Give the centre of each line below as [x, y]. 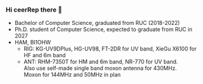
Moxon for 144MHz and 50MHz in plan [72, 75]
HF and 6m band [45, 55]
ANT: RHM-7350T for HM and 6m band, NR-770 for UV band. [101, 62]
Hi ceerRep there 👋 [34, 10]
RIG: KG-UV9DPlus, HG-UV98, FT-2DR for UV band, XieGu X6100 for [110, 49]
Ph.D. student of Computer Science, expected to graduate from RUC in [103, 29]
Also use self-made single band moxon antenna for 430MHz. [100, 68]
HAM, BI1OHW [33, 43]
